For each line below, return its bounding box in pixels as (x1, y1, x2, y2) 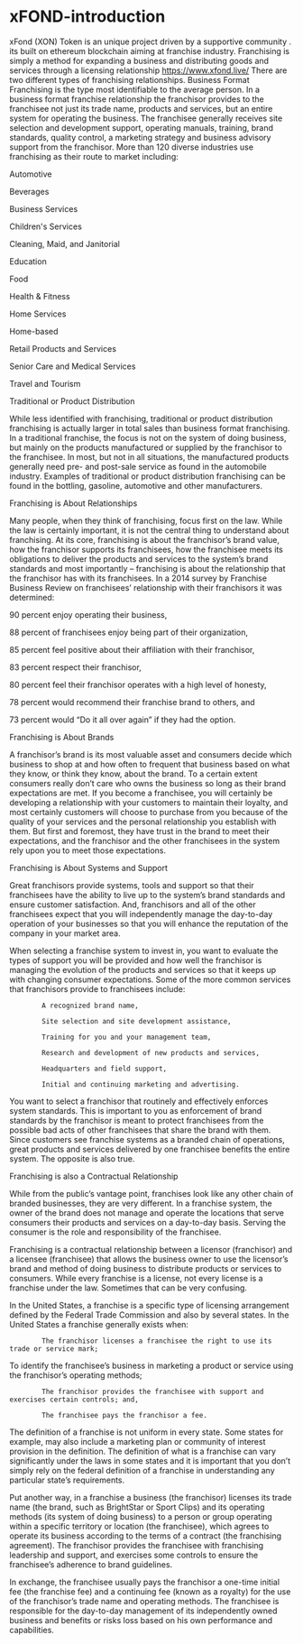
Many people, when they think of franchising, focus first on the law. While (9, 515, 283, 526)
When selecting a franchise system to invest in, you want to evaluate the (9, 945, 279, 956)
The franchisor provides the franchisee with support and (41, 1387, 264, 1396)
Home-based (9, 326, 59, 336)
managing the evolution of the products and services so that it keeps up (9, 964, 277, 975)
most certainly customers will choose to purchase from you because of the (9, 806, 289, 817)
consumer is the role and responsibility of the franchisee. (9, 1226, 222, 1237)
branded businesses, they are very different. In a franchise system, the (9, 1198, 272, 1208)
